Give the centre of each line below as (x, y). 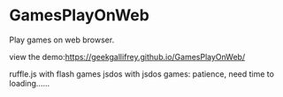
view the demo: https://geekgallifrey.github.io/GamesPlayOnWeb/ (127, 56)
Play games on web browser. (62, 40)
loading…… (30, 83)
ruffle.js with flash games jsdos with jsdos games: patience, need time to (141, 74)
